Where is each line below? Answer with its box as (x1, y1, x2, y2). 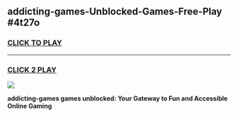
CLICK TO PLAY (7, 38, 62, 48)
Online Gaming (7, 101, 52, 110)
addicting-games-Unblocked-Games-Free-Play (7, 6, 222, 18)
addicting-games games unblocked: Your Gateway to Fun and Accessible (7, 94, 228, 102)
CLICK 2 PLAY (7, 65, 57, 74)
